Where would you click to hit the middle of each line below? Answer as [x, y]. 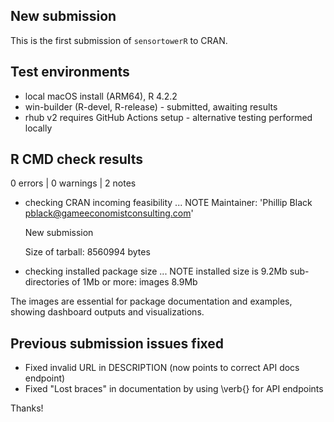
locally [38, 128]
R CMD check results [77, 159]
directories [47, 282]
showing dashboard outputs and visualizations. [107, 312]
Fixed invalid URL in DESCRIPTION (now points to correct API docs [162, 368]
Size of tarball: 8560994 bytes [87, 252]
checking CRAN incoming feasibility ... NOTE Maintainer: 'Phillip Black [168, 203]
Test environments [70, 72]
